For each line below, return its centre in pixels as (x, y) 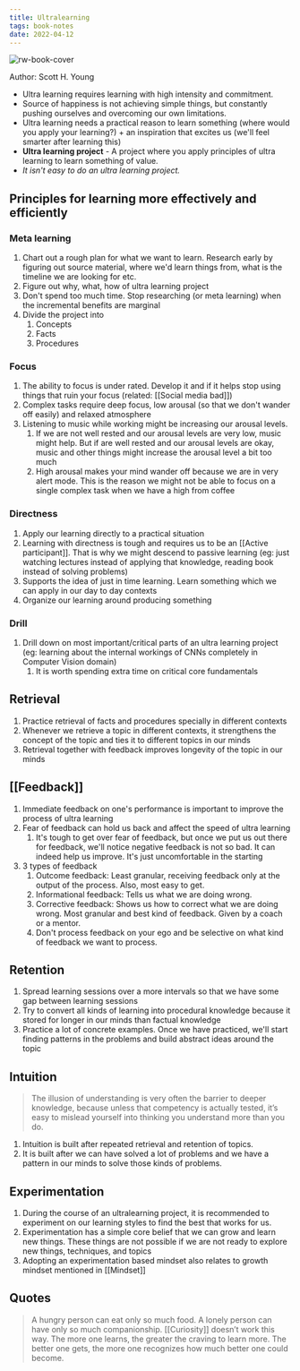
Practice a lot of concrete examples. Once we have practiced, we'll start (155, 1030)
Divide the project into (63, 315)
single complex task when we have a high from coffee (135, 491)
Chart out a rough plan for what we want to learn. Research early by (147, 258)
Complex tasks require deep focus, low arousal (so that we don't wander (156, 405)
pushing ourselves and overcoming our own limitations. (124, 114)
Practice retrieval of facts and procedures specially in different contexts (154, 721)
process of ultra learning (68, 818)
